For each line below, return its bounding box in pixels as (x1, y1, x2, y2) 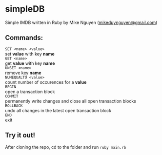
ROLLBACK (5, 103, 23, 108)
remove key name (5, 70, 41, 76)
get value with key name (5, 60, 55, 66)
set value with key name (5, 51, 55, 57)
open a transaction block (5, 89, 55, 95)
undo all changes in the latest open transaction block (5, 107, 112, 113)
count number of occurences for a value (5, 79, 87, 85)
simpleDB (5, 3, 45, 15)
